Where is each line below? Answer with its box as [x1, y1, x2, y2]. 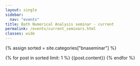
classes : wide [5, 31, 35, 36]
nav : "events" [10, 17, 39, 22]
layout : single [5, 7, 37, 13]
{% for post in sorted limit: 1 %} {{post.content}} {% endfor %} [5, 55, 135, 61]
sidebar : [5, 12, 24, 17]
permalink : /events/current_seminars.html [5, 26, 96, 31]
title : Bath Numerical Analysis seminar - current [5, 21, 114, 27]
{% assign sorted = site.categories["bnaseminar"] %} [5, 45, 117, 51]
